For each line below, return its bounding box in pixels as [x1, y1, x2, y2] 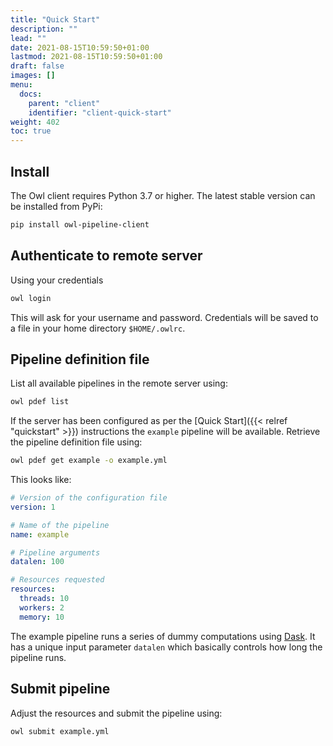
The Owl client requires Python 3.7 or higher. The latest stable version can [10, 189, 316, 201]
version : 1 [10, 502, 56, 512]
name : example [10, 529, 70, 540]
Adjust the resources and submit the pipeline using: [10, 707, 223, 719]
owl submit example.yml [10, 726, 110, 736]
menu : [10, 80, 33, 90]
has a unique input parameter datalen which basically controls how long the [10, 641, 323, 653]
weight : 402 [10, 117, 60, 127]
